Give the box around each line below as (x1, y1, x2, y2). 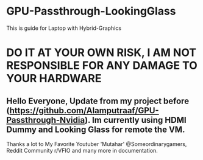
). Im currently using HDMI (84, 114, 187, 125)
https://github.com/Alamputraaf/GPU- (9, 105, 160, 116)
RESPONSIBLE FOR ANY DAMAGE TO (6, 59, 198, 72)
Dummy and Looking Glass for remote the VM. (6, 124, 185, 134)
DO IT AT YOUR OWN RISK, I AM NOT (6, 46, 197, 60)
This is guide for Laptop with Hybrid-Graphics (6, 24, 122, 32)
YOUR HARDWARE (6, 72, 102, 86)
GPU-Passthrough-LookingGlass (6, 4, 176, 18)
